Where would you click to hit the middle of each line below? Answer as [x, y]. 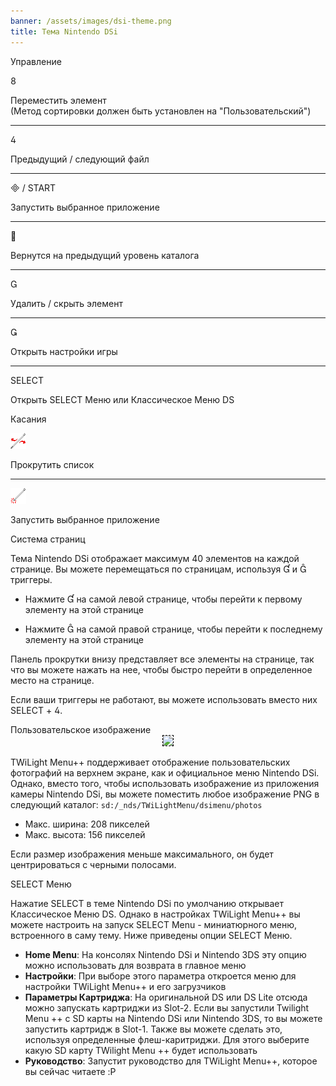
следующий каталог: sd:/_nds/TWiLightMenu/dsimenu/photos [136, 804]
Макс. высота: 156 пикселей [85, 834]
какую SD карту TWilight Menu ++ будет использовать [141, 1050]
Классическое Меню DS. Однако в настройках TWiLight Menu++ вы [155, 914]
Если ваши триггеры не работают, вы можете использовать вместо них [164, 699]
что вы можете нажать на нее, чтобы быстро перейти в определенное [161, 669]
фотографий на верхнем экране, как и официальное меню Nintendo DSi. [165, 772]
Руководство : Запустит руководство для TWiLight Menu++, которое [171, 1061]
